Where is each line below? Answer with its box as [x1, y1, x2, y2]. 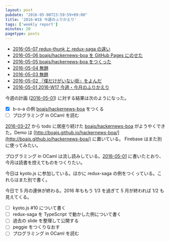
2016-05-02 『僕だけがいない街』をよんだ [12, 78, 102, 84]
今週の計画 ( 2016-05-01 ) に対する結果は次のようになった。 [5, 95, 129, 101]
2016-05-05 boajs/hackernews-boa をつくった [12, 59, 111, 64]
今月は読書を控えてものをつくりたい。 [5, 159, 86, 166]
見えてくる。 [5, 194, 32, 200]
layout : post [5, 7, 33, 13]
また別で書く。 [18, 177, 50, 183]
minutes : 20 [5, 27, 31, 32]
